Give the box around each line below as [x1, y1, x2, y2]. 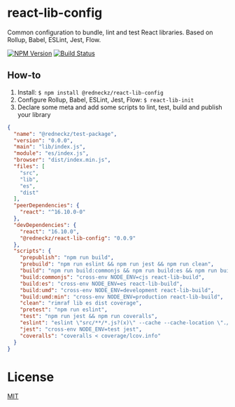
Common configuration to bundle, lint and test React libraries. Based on [7, 28, 213, 36]
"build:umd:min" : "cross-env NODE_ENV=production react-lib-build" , [20, 293, 224, 301]
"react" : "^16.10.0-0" [20, 209, 86, 216]
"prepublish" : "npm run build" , [20, 254, 114, 261]
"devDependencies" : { [13, 221, 77, 228]
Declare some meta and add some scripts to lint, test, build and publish [17, 103, 222, 111]
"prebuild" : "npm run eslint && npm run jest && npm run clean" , [20, 261, 215, 268]
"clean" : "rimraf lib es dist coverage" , [20, 300, 142, 307]
